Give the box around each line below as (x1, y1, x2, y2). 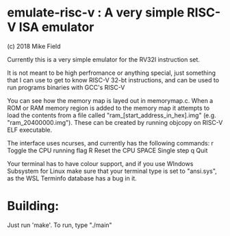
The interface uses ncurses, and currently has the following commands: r (7, 139, 214, 147)
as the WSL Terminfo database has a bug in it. (7, 174, 137, 182)
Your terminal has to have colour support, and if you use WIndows (7, 159, 194, 167)
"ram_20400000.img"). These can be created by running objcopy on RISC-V (7, 118, 223, 126)
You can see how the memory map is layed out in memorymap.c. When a (7, 96, 214, 104)
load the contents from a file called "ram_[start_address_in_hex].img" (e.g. (7, 111, 217, 119)
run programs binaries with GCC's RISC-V (7, 83, 125, 91)
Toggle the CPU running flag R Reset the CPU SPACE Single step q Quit (7, 146, 208, 154)
